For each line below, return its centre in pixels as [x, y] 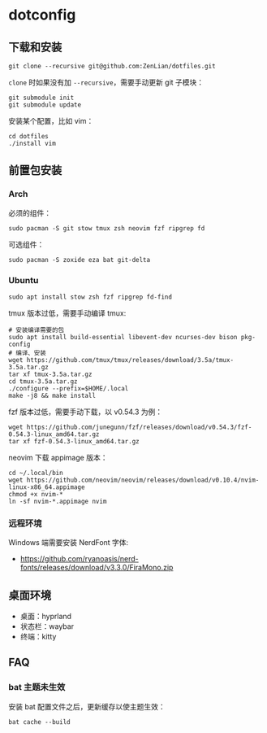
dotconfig [42, 15]
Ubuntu [24, 280]
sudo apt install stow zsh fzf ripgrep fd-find [90, 297]
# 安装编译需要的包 [37, 330]
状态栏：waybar [47, 626]
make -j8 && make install [52, 395]
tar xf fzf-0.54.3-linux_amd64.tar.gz [74, 441]
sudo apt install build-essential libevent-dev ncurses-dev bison [123, 337]
